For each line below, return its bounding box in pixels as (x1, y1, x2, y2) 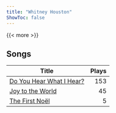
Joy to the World (9, 87, 57, 95)
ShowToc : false (6, 15, 45, 21)
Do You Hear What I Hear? (9, 77, 84, 86)
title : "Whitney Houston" (6, 9, 72, 15)
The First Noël (9, 97, 50, 105)
